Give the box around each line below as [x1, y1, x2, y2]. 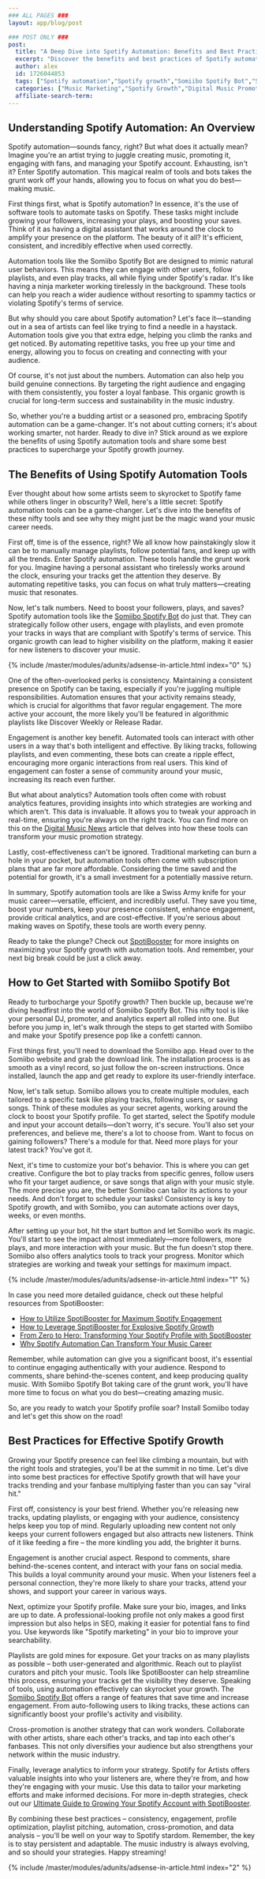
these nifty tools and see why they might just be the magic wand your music [8, 514, 256, 523]
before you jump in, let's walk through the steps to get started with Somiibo [8, 1022, 253, 1031]
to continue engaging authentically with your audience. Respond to [8, 1362, 226, 1372]
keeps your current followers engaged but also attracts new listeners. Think [8, 1529, 254, 1539]
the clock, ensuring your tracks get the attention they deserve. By [8, 571, 222, 580]
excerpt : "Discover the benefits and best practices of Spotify [15, 55, 231, 63]
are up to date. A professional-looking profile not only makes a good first [8, 1610, 244, 1619]
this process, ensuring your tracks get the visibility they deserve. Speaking [8, 1675, 251, 1685]
